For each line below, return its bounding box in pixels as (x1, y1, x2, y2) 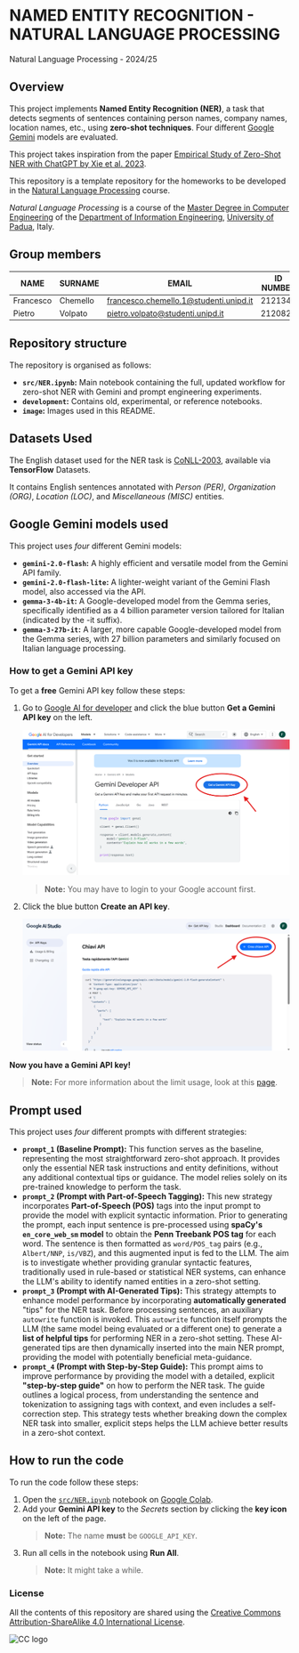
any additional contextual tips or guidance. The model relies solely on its (21, 1172, 287, 1183)
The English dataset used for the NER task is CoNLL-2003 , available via (9, 455, 271, 466)
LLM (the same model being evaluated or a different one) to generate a (21, 1324, 282, 1334)
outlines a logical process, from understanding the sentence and (21, 1390, 260, 1400)
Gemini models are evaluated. (9, 131, 118, 142)
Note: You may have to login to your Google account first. (44, 884, 256, 895)
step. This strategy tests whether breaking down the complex (61, 1408, 287, 1420)
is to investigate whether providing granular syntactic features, (21, 1257, 252, 1268)
